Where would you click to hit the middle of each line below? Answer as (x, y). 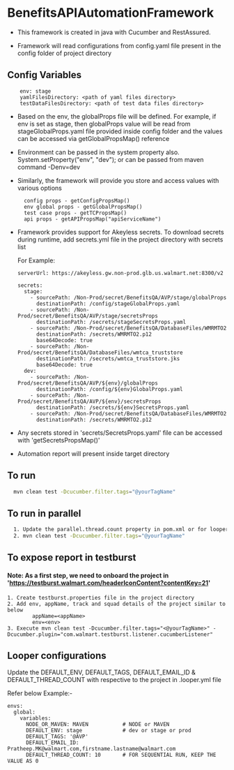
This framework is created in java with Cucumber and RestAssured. (114, 32)
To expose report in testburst (72, 557)
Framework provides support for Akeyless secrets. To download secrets (120, 232)
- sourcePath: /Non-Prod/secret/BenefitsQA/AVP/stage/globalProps (128, 297)
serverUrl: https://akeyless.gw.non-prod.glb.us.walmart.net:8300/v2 (120, 273)
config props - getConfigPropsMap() (77, 200)
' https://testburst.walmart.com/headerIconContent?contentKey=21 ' (109, 583)
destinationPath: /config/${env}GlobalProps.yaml (109, 389)
